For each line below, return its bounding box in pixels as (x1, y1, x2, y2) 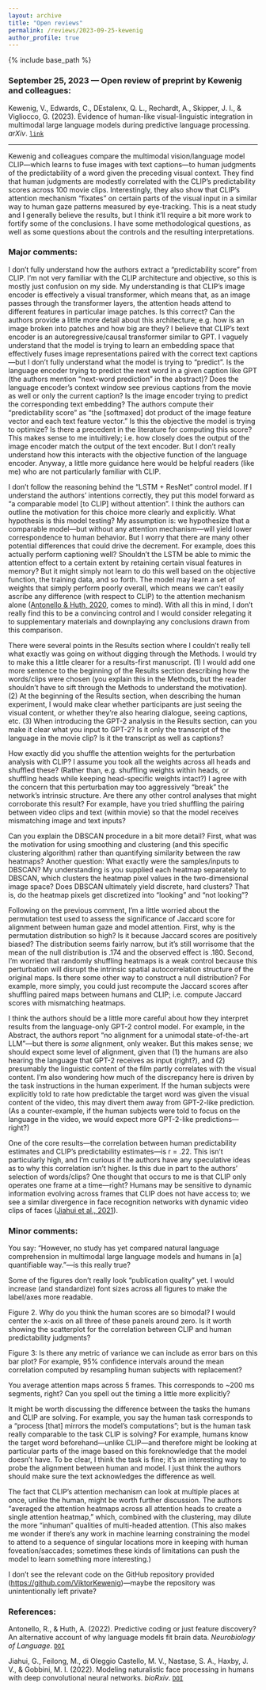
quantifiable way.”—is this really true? (8, 1261, 131, 1270)
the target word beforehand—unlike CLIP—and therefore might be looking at (8, 1438, 257, 1448)
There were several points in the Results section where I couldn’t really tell (8, 640, 251, 650)
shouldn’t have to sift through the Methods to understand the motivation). (8, 682, 248, 692)
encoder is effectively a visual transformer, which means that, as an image (8, 290, 251, 299)
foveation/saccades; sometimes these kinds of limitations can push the (8, 1546, 240, 1555)
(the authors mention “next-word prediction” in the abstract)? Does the (8, 374, 239, 383)
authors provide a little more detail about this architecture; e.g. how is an (8, 315, 245, 325)
